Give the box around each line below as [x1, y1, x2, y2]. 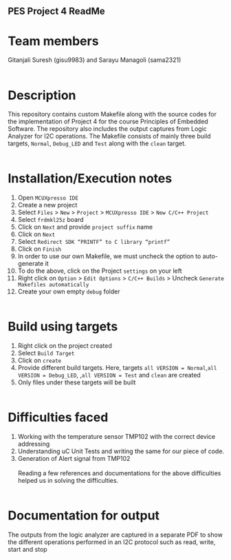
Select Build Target [17, 349, 75, 357]
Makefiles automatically [17, 282, 89, 289]
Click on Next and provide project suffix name [17, 223, 153, 231]
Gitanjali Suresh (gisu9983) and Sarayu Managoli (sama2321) [8, 56, 181, 64]
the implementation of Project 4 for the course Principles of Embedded [8, 117, 208, 126]
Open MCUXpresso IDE [17, 194, 78, 202]
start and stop [8, 546, 47, 554]
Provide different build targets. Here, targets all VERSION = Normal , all [17, 364, 217, 372]
